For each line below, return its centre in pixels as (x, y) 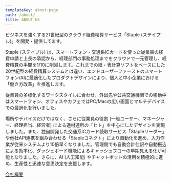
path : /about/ (20, 15)
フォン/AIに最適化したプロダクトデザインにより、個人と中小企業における (82, 78)
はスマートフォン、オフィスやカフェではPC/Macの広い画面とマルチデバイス (85, 102)
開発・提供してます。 (42, 41)
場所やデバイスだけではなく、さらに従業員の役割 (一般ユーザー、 (74, 119)
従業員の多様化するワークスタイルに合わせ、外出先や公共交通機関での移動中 (86, 95)
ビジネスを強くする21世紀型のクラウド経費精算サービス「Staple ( (74, 35)
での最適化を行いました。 (32, 108)
